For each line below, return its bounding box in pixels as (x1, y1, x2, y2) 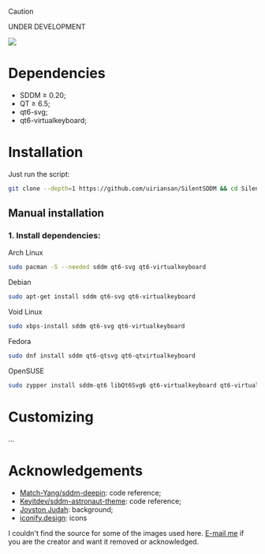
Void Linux (8, 307, 43, 316)
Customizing (8, 408, 94, 425)
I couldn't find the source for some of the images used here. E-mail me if (8, 528, 244, 537)
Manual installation (8, 207, 105, 220)
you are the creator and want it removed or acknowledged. (8, 537, 200, 546)
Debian (8, 278, 32, 287)
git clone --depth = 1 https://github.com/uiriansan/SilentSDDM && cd (8, 185, 238, 193)
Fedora (8, 337, 32, 346)
